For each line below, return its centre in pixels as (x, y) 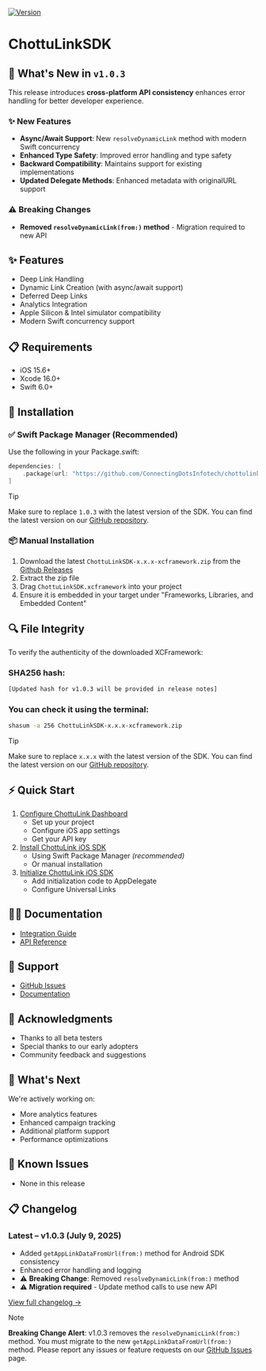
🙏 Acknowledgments (61, 1019)
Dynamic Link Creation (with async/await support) (101, 288)
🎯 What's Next (44, 1080)
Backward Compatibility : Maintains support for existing (111, 164)
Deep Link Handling (52, 279)
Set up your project (63, 822)
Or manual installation (67, 864)
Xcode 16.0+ (40, 379)
